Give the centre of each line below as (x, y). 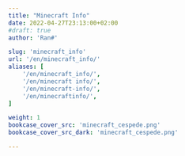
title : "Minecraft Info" (49, 15)
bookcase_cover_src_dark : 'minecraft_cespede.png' (93, 133)
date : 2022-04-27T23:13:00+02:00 (63, 23)
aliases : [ (26, 67)
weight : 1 (25, 118)
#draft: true (30, 30)
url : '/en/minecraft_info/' (55, 59)
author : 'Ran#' (33, 38)
